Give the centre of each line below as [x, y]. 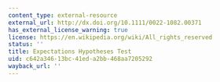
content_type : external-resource [63, 15]
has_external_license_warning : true [68, 30]
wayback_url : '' [35, 66]
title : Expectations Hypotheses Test [70, 52]
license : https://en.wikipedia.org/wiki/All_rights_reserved [110, 37]
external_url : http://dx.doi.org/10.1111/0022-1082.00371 [105, 23]
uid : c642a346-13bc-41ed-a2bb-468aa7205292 [81, 59]
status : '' [26, 45]
